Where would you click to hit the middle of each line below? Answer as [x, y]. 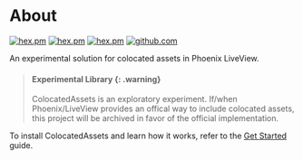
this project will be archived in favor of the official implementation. [155, 118]
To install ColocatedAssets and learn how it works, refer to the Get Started [148, 136]
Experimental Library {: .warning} [96, 79]
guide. [21, 146]
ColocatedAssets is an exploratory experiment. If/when [134, 99]
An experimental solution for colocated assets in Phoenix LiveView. [135, 58]
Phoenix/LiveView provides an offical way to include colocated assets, [163, 108]
